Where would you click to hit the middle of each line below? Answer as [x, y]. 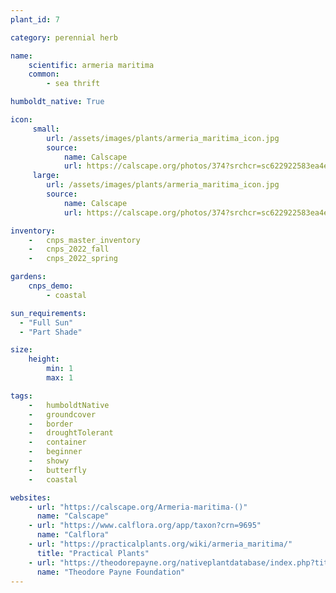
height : [44, 359]
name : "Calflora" [73, 535]
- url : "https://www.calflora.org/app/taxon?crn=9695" [145, 526]
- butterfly [57, 470]
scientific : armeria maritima [91, 65]
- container [57, 442]
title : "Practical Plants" [93, 553]
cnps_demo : [51, 286]
